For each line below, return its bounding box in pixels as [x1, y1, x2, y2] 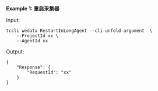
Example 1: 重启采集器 [6, 5, 59, 12]
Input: [6, 17, 20, 23]
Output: [6, 48, 24, 55]
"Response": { [16, 64, 51, 70]
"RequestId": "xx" [27, 70, 72, 75]
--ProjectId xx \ [16, 33, 59, 39]
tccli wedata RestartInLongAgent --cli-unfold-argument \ [6, 28, 153, 34]
